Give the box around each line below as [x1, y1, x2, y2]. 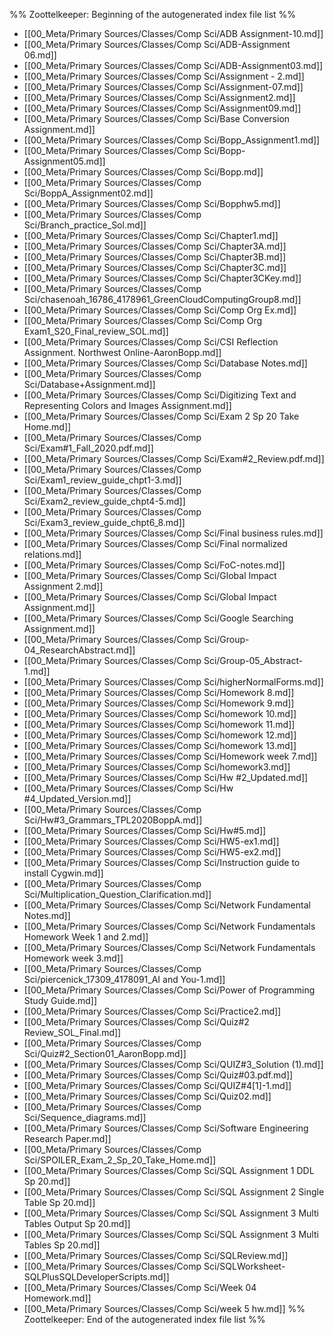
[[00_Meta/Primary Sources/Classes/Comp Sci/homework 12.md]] [23, 729, 297, 741]
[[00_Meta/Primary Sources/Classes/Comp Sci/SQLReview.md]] [23, 1250, 289, 1261]
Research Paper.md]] [23, 1133, 112, 1144]
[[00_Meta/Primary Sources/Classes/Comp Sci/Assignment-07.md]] [23, 81, 304, 93]
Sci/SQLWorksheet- [203, 1260, 286, 1272]
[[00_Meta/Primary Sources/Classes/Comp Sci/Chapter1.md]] [23, 230, 279, 241]
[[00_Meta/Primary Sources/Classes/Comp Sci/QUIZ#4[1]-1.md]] [23, 1080, 292, 1091]
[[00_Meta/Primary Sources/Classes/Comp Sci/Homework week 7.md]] [23, 750, 318, 762]
